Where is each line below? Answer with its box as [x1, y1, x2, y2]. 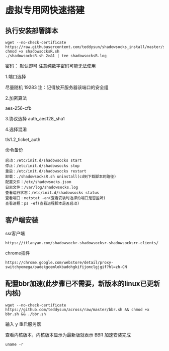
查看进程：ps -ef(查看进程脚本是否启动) [5, 201, 79, 206]
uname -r [5, 342, 24, 347]
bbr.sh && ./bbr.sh [5, 312, 46, 317]
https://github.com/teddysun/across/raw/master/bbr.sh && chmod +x [5, 307, 150, 312]
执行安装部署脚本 [5, 26, 58, 35]
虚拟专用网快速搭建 [5, 5, 85, 16]
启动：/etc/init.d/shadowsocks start [5, 158, 82, 163]
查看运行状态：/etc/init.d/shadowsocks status [5, 190, 99, 195]
